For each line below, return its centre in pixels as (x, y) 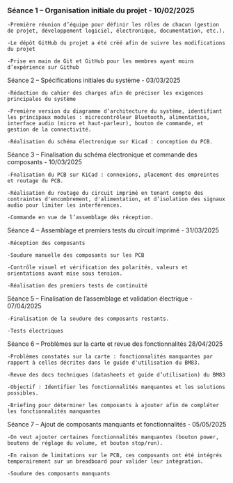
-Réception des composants (46, 243)
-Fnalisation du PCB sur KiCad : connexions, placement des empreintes (113, 175)
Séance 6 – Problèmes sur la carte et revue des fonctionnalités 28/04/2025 (115, 344)
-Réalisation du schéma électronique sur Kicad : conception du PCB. (110, 142)
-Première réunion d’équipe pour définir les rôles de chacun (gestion (113, 25)
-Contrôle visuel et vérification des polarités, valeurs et (98, 268)
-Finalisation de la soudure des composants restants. (88, 319)
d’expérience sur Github (43, 68)
